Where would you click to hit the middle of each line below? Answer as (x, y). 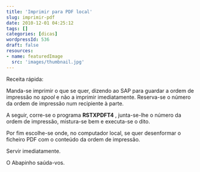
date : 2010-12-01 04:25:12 (40, 23)
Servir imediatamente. (34, 151)
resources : (20, 51)
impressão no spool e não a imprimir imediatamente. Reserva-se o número (98, 97)
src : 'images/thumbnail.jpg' (48, 62)
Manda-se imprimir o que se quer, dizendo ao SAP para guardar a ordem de (100, 90)
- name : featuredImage (35, 56)
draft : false (23, 46)
